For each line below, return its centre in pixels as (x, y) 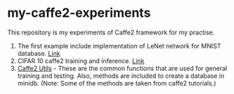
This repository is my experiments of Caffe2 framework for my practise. (111, 32)
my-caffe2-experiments (79, 13)
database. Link (39, 53)
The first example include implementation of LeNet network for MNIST (119, 46)
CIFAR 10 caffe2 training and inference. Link (81, 60)
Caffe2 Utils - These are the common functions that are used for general (122, 68)
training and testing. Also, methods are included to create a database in (121, 76)
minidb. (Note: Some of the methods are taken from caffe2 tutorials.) (117, 83)
